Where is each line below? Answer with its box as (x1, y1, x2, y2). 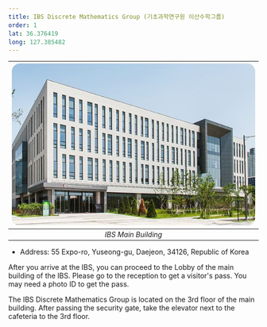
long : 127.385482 (8, 38, 66, 46)
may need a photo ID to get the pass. (8, 279, 130, 289)
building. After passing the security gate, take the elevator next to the (8, 303, 235, 313)
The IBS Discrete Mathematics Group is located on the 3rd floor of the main (8, 294, 255, 305)
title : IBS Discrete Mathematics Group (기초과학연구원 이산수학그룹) (8, 13, 225, 21)
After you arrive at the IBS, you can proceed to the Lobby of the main (8, 263, 234, 272)
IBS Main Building (104, 229, 163, 239)
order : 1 (8, 21, 37, 29)
